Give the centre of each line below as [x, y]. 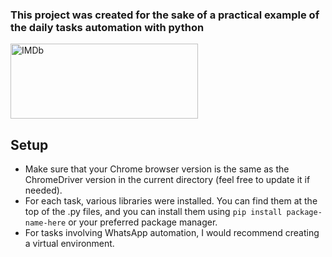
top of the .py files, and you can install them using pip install [153, 212]
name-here [45, 223]
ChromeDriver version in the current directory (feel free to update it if [167, 180]
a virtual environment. [69, 244]
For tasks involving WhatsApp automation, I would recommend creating [172, 233]
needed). [43, 190]
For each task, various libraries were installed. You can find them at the [171, 201]
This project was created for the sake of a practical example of [165, 15]
